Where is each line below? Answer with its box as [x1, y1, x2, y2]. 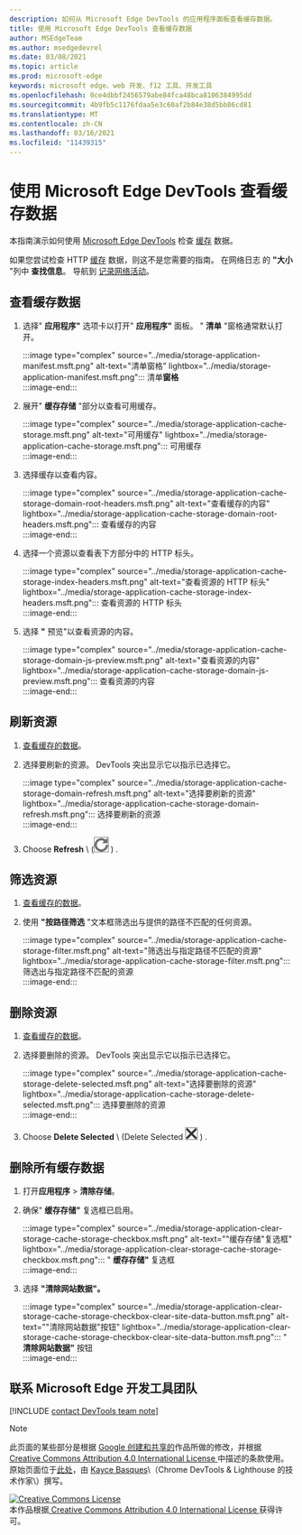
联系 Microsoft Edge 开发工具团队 [9, 1381, 198, 1396]
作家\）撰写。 [16, 1475, 69, 1486]
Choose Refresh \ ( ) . [22, 844, 119, 855]
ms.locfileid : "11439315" [9, 138, 106, 148]
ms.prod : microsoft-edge [9, 72, 103, 81]
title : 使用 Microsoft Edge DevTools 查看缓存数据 [9, 23, 193, 33]
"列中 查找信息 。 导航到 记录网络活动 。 [9, 265, 155, 276]
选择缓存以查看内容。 [22, 469, 102, 480]
